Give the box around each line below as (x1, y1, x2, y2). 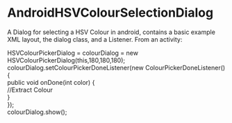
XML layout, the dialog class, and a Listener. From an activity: (7, 35, 183, 43)
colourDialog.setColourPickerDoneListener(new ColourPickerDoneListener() (7, 63, 226, 72)
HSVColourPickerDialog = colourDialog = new (7, 49, 139, 57)
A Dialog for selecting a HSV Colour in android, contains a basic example (7, 28, 215, 36)
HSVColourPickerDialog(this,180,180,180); (7, 56, 126, 64)
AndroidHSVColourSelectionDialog (7, 5, 214, 21)
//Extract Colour (7, 85, 53, 94)
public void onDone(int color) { (7, 78, 95, 86)
